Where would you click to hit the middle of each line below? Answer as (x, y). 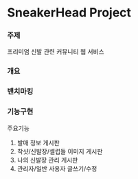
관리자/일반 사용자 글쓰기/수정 (57, 168)
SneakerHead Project (69, 13)
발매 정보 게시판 (38, 143)
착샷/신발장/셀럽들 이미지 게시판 (60, 151)
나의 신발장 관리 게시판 (47, 160)
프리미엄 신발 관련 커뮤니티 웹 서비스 (56, 52)
